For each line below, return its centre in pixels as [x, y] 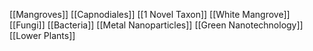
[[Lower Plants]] [42, 35]
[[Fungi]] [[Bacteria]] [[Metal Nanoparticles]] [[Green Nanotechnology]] [156, 25]
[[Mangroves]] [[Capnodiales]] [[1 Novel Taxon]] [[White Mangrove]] [150, 14]
